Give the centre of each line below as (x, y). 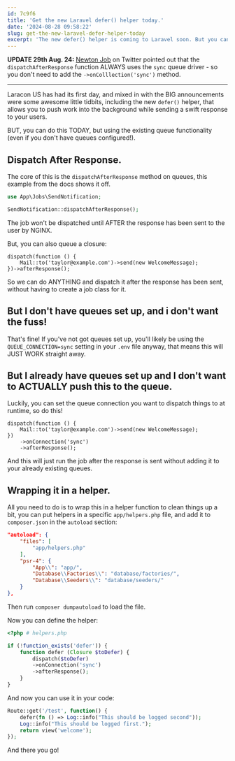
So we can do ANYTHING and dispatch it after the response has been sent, (115, 282)
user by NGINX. (30, 230)
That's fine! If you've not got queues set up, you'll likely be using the (106, 339)
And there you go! (33, 750)
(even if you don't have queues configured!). (71, 138)
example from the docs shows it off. (59, 184)
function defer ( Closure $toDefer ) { (75, 652)
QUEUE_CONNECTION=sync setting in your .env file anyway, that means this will (115, 346)
